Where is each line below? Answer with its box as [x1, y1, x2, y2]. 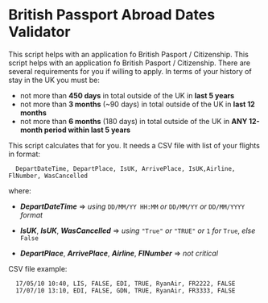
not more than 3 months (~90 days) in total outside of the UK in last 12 [19, 99, 255, 109]
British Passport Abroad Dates [8, 6, 216, 24]
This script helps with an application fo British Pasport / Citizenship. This [8, 49, 249, 59]
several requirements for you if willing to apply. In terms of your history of [8, 66, 252, 76]
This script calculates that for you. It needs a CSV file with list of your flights [8, 140, 260, 150]
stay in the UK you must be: [8, 75, 101, 85]
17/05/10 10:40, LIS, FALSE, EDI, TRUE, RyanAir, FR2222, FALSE [15, 280, 236, 288]
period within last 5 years [43, 125, 131, 135]
